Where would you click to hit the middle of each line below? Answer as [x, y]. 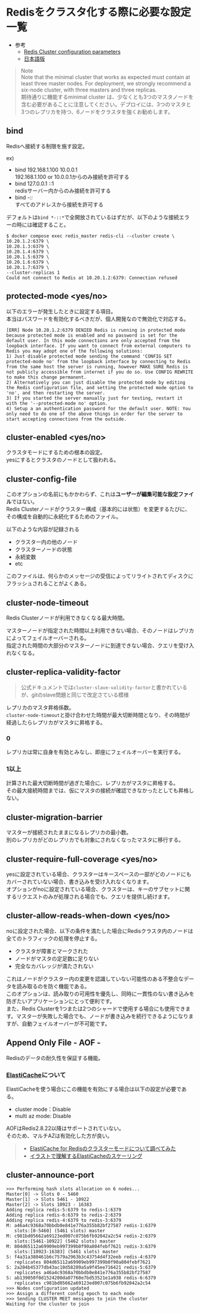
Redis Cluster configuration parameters [72, 51]
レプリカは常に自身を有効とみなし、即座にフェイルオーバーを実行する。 [95, 752]
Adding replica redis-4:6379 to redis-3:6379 [64, 1220]
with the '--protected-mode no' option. [57, 403]
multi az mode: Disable [43, 1116]
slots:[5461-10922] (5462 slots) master [65, 1241]
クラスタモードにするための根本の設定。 [56, 453]
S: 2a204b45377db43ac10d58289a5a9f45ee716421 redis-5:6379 [81, 1267]
